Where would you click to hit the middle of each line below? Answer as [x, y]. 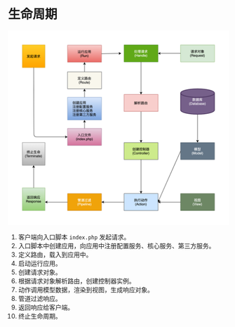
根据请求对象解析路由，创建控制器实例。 [76, 281]
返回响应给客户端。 [46, 307]
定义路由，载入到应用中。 [55, 255]
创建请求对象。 [40, 272]
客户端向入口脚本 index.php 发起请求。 [74, 237]
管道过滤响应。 [40, 298]
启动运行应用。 [40, 263]
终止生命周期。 [40, 316]
